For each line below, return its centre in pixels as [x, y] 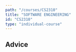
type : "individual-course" [34, 24]
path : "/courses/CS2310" [31, 10]
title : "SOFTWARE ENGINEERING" [38, 15]
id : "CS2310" [19, 19]
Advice [17, 44]
